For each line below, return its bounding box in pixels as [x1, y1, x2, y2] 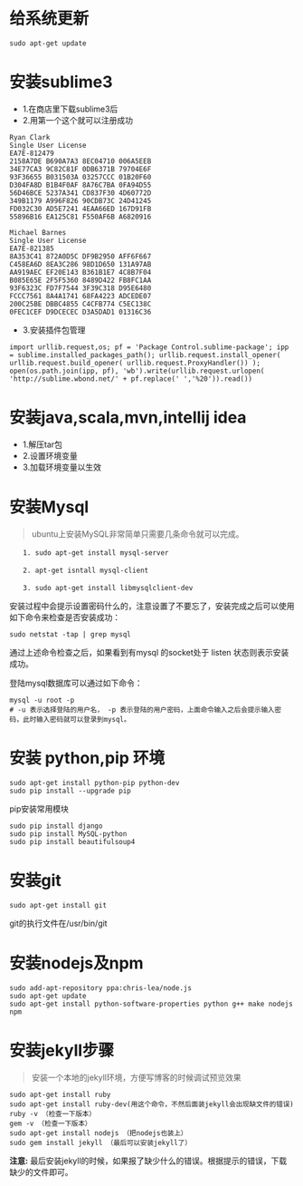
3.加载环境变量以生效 [22, 462, 102, 472]
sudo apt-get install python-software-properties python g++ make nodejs [9, 999, 294, 1008]
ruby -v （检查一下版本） [9, 1109, 97, 1118]
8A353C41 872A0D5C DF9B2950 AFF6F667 [9, 251, 152, 261]
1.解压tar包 [22, 439, 63, 450]
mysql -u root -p [9, 695, 75, 705]
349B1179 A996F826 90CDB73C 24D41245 [9, 196, 152, 205]
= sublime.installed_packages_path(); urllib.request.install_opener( [9, 350, 281, 359]
